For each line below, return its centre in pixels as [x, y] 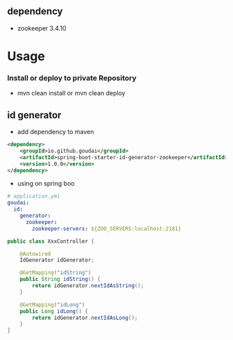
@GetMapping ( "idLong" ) [52, 305]
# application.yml [34, 196]
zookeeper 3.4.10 [42, 28]
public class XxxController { [51, 241]
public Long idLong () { [54, 311]
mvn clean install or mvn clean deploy [71, 93]
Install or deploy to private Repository [72, 78]
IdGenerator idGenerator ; [57, 260]
